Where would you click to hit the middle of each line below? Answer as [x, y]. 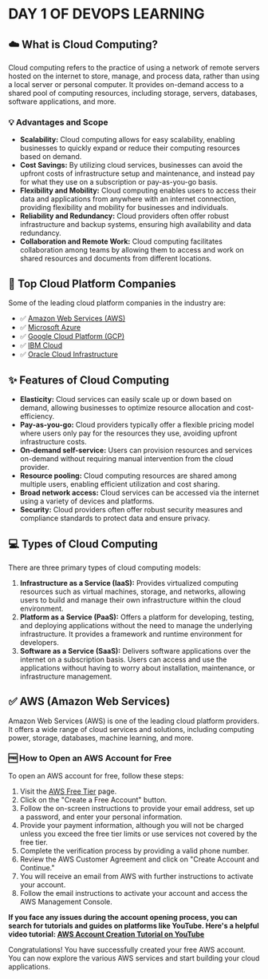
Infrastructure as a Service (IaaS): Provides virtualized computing [129, 583]
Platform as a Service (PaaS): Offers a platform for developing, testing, [137, 617]
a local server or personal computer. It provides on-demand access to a [126, 84]
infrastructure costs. [53, 441]
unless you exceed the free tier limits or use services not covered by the [138, 834]
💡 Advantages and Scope [58, 122]
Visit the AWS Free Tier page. [68, 791]
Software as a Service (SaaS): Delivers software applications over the [135, 651]
